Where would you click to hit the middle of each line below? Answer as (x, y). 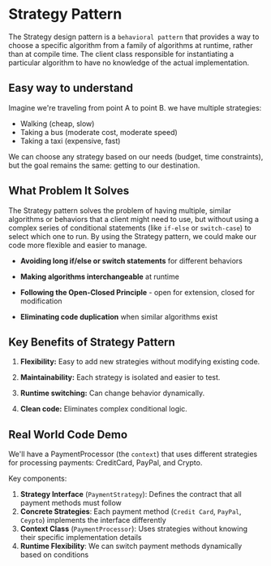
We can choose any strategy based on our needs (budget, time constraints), (136, 156)
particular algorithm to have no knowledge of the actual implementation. (129, 63)
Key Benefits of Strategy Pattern (92, 342)
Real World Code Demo (68, 435)
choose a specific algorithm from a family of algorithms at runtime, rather (131, 45)
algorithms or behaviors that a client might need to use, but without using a (134, 219)
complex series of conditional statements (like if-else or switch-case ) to (130, 228)
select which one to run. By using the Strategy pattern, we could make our (133, 236)
